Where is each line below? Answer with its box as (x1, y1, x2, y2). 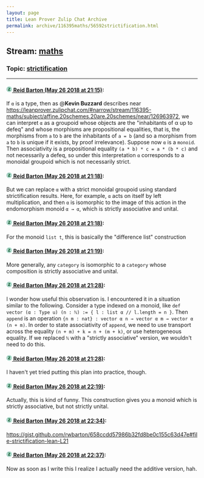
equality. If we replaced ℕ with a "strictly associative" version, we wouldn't (6, 334, 192, 342)
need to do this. (6, 341, 46, 348)
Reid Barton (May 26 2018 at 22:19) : (13, 382, 106, 390)
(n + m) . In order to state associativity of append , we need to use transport (6, 322, 191, 329)
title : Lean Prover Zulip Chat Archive (6, 16, 107, 23)
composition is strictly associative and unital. (6, 267, 118, 275)
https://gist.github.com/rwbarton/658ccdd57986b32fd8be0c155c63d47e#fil (6, 431, 198, 438)
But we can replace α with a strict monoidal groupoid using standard (6, 186, 177, 193)
